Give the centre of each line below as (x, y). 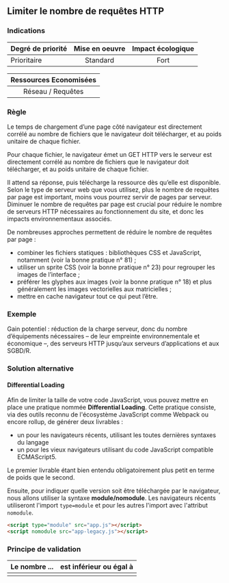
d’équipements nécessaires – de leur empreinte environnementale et (104, 336)
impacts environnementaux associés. (59, 219)
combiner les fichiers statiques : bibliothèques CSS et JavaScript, (109, 252)
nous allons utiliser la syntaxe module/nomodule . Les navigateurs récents (112, 498)
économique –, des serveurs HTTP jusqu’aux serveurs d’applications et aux (113, 344)
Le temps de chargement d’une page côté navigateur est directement (105, 127)
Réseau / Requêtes (53, 91)
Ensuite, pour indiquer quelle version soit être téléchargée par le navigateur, (114, 491)
